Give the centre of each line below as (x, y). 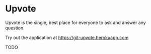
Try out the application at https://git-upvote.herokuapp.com (67, 37)
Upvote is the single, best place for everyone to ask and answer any (75, 22)
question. (15, 27)
